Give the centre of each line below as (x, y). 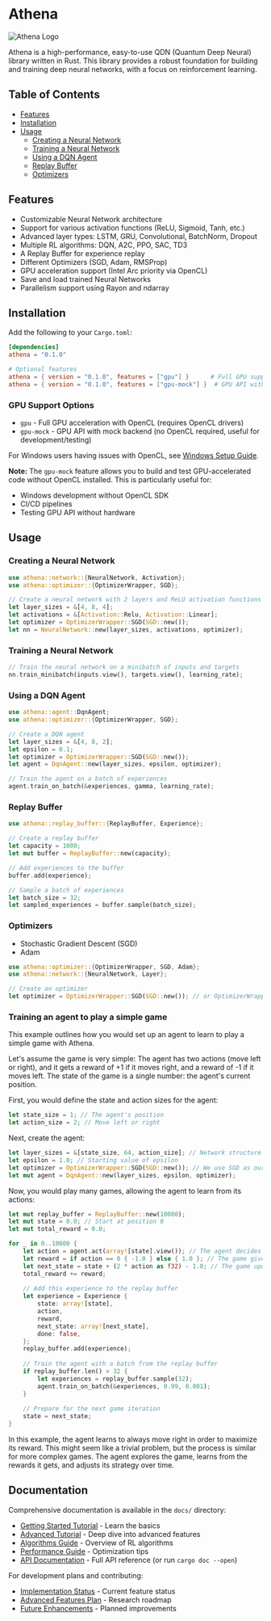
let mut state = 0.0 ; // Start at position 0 (86, 1222)
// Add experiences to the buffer (67, 868)
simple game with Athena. (52, 1044)
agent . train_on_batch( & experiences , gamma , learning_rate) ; (112, 787)
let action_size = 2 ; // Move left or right (84, 1123)
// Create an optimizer (48, 989)
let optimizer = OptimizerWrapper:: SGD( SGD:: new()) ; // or (110, 997)
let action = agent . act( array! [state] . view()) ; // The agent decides (142, 1251)
